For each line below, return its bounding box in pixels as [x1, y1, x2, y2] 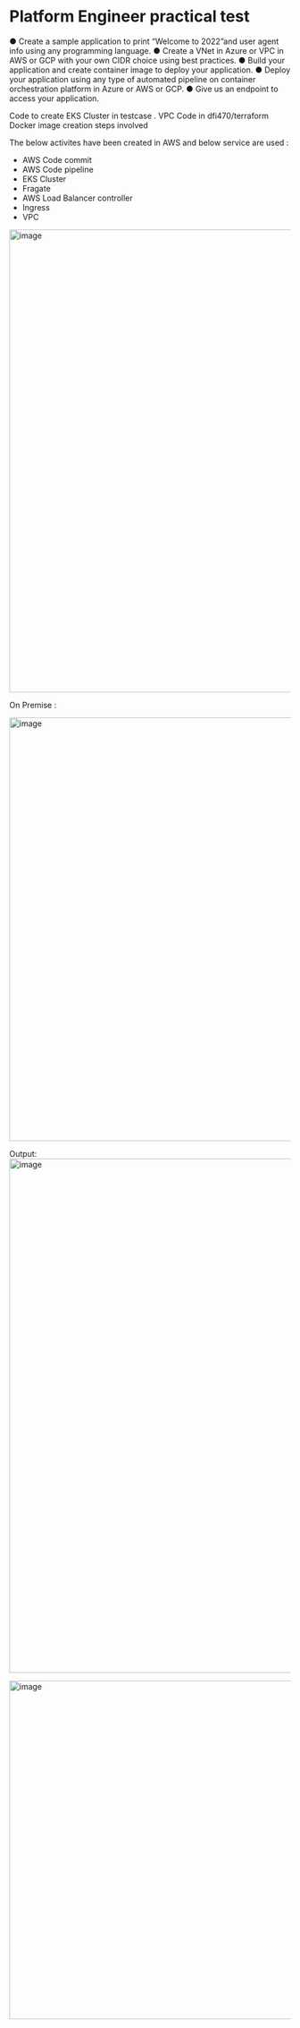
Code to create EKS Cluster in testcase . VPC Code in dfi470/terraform [9, 110, 270, 121]
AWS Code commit [21, 154, 92, 165]
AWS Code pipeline [21, 164, 94, 175]
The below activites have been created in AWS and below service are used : [9, 137, 289, 148]
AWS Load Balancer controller [21, 193, 133, 203]
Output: [9, 1148, 37, 1159]
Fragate [21, 183, 51, 193]
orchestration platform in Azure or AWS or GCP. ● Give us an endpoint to [9, 83, 279, 94]
